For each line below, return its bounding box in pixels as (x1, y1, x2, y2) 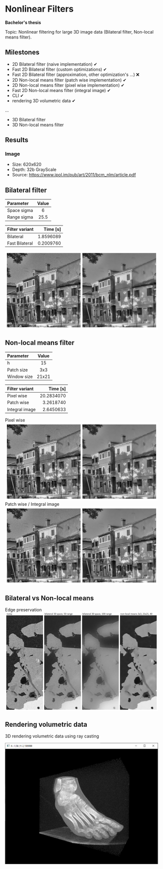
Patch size (7, 367, 28, 373)
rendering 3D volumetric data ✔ (12, 97, 76, 103)
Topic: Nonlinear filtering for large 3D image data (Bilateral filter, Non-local (5, 29, 154, 35)
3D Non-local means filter (12, 122, 64, 128)
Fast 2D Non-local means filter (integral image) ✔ (12, 87, 111, 93)
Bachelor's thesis (5, 19, 41, 25)
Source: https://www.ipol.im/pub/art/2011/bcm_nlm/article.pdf (12, 172, 136, 178)
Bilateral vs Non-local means (5, 594, 94, 602)
